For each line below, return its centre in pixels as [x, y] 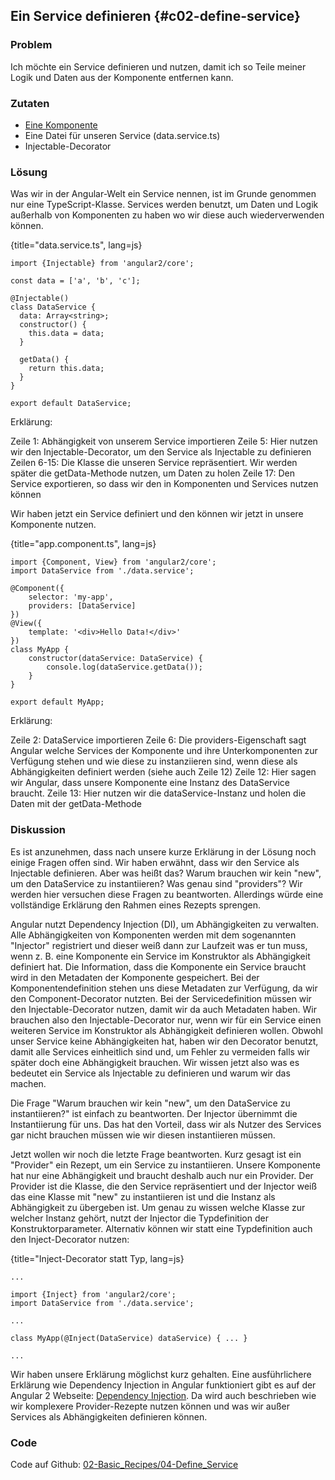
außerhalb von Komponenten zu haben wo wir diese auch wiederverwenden [167, 215]
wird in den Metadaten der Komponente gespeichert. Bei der [135, 977]
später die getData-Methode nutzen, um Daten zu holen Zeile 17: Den [153, 473]
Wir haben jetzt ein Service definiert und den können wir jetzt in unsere [157, 514]
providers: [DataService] [82, 606]
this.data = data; [66, 334]
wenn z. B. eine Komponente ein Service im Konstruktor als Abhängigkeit [160, 956]
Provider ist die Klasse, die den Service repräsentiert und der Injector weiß [164, 1186]
